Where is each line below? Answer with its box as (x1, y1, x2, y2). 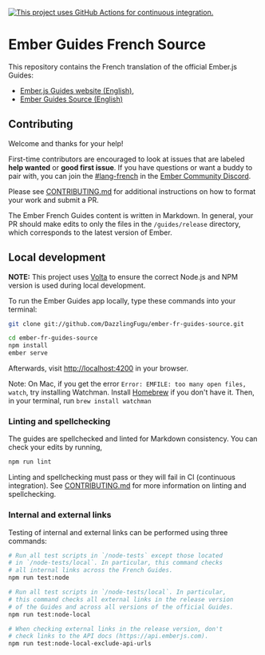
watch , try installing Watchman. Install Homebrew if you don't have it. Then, (8, 387, 255, 397)
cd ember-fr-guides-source (8, 334, 98, 343)
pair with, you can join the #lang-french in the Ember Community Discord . (8, 171, 251, 181)
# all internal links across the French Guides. (8, 566, 173, 574)
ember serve (8, 349, 48, 357)
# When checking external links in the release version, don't (8, 625, 223, 633)
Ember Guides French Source (8, 36, 206, 54)
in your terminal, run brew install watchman (8, 396, 152, 406)
